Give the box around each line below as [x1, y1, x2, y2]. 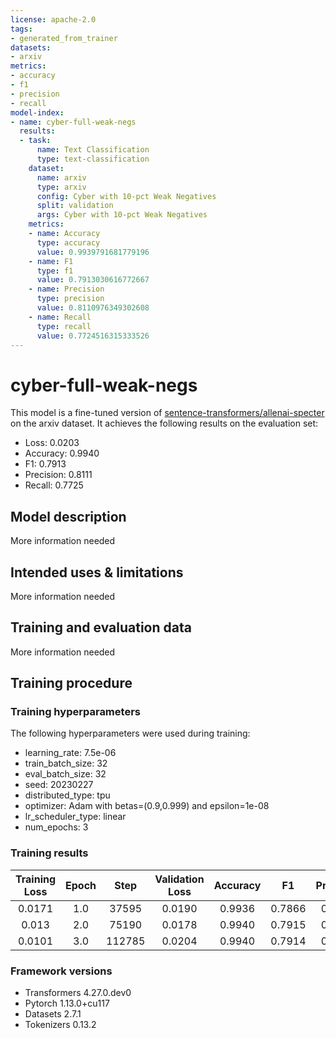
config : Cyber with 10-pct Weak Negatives [36, 191, 217, 201]
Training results [10, 846, 89, 860]
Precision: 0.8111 [24, 469, 93, 481]
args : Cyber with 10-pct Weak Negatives [36, 210, 208, 220]
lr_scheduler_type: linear [24, 811, 127, 823]
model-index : [10, 107, 65, 118]
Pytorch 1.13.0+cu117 [24, 997, 110, 1010]
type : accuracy [36, 237, 101, 248]
